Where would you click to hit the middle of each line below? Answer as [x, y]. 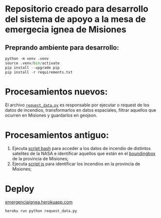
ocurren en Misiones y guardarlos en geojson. [51, 116]
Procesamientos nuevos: [56, 92]
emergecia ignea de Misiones [66, 30]
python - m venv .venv [27, 59]
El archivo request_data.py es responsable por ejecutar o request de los [77, 105]
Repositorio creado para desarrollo [77, 9]
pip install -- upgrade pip [32, 67]
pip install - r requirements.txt [39, 72]
